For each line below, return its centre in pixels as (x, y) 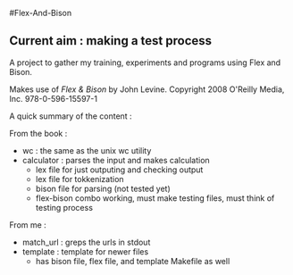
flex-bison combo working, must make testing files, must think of (155, 198)
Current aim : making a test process (111, 41)
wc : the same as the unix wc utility (87, 150)
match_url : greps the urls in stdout (86, 242)
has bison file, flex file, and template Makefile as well (133, 261)
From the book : (38, 133)
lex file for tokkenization (80, 179)
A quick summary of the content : (71, 116)
